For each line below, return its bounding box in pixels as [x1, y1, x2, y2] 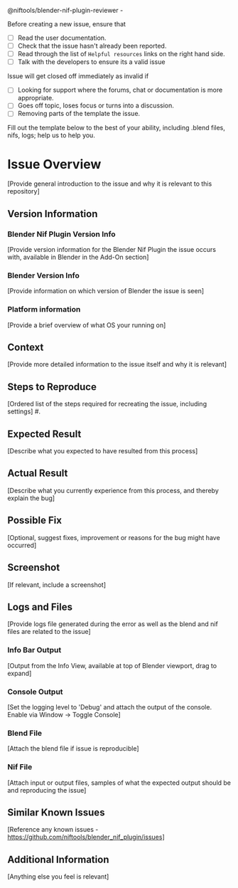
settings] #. [7, 407, 41, 416]
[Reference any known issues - [7, 825, 99, 834]
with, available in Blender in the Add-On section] [7, 253, 149, 262]
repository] [7, 187, 40, 196]
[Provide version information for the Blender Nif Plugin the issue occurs [7, 245, 217, 254]
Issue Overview [7, 156, 102, 172]
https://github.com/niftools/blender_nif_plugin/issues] [7, 832, 165, 842]
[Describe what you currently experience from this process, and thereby [7, 486, 219, 495]
